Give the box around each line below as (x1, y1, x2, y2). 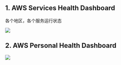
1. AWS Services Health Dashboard (5, 4, 116, 12)
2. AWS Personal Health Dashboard (5, 41, 117, 50)
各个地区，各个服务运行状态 (5, 17, 62, 24)
